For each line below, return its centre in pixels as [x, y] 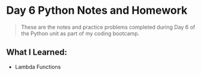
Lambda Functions [38, 67]
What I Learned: [37, 52]
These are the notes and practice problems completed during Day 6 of [108, 27]
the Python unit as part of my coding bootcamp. [80, 33]
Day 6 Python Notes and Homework [97, 10]
